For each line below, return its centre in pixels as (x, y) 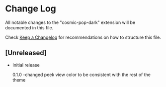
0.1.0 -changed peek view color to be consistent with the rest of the (81, 75)
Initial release (26, 65)
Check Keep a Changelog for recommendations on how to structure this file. (83, 37)
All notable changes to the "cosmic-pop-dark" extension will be (70, 22)
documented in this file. (29, 27)
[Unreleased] (26, 53)
